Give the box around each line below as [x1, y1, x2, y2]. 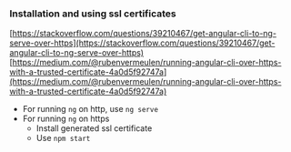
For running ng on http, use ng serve [22, 104, 159, 115]
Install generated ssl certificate [35, 123, 153, 134]
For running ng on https [22, 113, 110, 125]
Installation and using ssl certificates [9, 7, 176, 20]
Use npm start [35, 133, 91, 144]
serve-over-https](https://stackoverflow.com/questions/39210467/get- [9, 37, 276, 48]
